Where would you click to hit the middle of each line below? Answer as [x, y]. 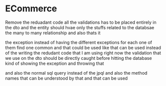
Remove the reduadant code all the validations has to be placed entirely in [81, 22]
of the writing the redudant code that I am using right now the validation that [83, 53]
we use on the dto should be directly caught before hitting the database [79, 58]
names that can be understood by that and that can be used [67, 78]
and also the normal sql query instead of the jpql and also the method [76, 73]
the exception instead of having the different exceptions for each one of [79, 42]
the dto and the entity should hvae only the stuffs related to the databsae [80, 27]
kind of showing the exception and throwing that [55, 63]
